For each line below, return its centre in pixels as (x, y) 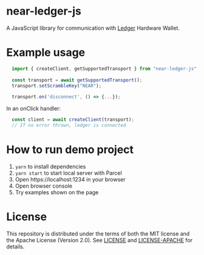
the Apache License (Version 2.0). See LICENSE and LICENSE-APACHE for (100, 240)
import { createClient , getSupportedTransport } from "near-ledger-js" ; (106, 69)
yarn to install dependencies (50, 166)
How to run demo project (70, 150)
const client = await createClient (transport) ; (73, 120)
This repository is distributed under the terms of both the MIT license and (98, 233)
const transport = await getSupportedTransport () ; (77, 80)
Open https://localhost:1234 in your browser (70, 179)
